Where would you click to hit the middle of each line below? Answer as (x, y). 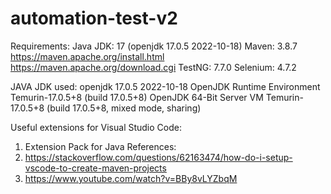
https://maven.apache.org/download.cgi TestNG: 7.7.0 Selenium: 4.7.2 (153, 67)
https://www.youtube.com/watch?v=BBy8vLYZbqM (131, 178)
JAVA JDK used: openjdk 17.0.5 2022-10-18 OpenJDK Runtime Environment (165, 86)
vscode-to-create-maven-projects (95, 168)
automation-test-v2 (94, 18)
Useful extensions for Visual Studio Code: (96, 127)
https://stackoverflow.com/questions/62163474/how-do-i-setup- (158, 157)
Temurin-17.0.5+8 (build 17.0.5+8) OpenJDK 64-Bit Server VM (137, 97)
